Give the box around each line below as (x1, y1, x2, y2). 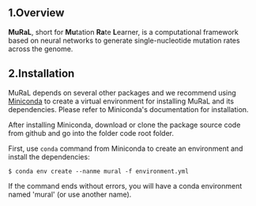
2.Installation (8, 67, 75, 81)
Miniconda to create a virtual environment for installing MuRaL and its (8, 96, 235, 106)
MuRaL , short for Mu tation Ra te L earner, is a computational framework (8, 27, 239, 36)
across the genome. (8, 43, 73, 54)
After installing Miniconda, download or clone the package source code (8, 120, 241, 129)
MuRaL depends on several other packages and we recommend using (8, 88, 237, 97)
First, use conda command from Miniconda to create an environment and (8, 144, 243, 153)
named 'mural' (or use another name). (8, 189, 132, 199)
